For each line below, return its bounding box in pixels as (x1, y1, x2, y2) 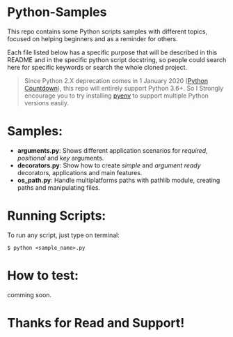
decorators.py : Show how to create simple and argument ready (17, 161, 201, 170)
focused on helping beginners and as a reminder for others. (7, 34, 178, 43)
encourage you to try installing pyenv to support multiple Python (24, 91, 209, 100)
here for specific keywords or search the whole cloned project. (7, 63, 188, 71)
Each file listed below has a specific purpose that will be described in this (7, 48, 218, 57)
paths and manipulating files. (17, 183, 101, 192)
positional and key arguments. (17, 153, 104, 162)
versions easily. (24, 98, 70, 107)
